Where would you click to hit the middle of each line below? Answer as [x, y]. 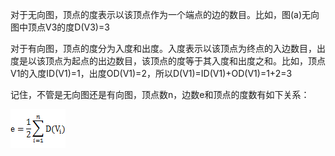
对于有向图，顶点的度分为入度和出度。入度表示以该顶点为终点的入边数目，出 [168, 48]
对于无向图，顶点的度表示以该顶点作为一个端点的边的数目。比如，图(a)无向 [165, 14]
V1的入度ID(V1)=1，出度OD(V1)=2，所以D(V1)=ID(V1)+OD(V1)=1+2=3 [151, 73]
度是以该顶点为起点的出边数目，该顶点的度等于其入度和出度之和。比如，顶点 [168, 61]
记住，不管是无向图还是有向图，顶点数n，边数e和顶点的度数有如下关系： [160, 94]
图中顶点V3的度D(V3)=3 [60, 27]
